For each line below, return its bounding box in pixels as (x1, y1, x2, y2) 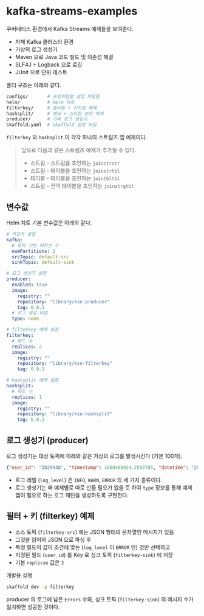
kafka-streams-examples (6, 4, 138, 18)
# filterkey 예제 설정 (6, 327, 59, 333)
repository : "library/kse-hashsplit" (17, 411, 113, 417)
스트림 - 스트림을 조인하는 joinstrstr (30, 159, 120, 167)
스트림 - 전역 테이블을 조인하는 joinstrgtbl (30, 182, 134, 190)
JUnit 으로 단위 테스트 (15, 68, 68, 75)
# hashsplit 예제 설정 (6, 377, 59, 384)
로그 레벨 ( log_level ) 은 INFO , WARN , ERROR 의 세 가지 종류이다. (15, 476, 163, 483)
